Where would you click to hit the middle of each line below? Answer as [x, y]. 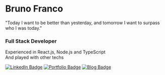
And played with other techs [35, 57]
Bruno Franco [34, 9]
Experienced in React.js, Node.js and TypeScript [56, 52]
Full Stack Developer [31, 41]
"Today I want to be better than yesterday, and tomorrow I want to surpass [82, 23]
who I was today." [24, 28]
